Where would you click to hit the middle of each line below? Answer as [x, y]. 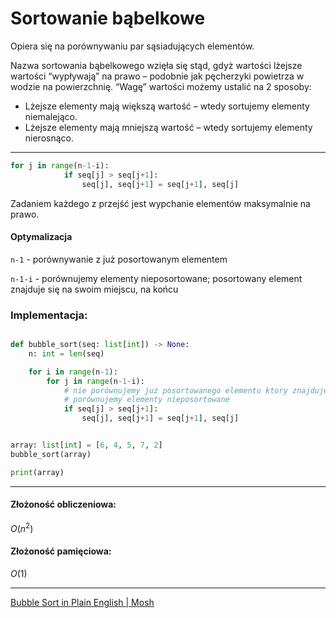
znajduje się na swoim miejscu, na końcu [94, 289]
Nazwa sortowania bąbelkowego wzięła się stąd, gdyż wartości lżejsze [156, 65]
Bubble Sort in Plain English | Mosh [82, 602]
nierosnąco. [49, 138]
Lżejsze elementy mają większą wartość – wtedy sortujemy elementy [167, 106]
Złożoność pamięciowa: [61, 551]
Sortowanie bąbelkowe [108, 18]
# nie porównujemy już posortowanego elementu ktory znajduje [196, 390]
